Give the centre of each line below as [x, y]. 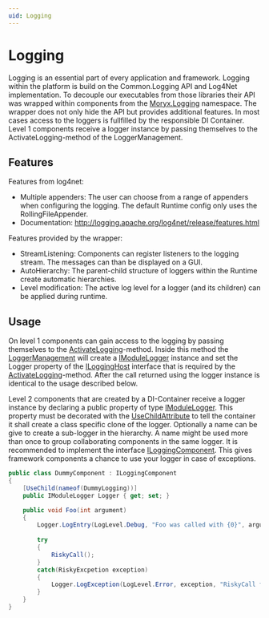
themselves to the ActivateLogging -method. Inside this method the [118, 349]
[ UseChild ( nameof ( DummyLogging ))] [80, 488]
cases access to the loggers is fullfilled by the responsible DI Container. [126, 120]
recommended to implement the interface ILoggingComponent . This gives [130, 450]
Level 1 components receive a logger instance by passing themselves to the [133, 128]
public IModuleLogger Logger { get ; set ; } [96, 495]
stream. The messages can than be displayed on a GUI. [111, 262]
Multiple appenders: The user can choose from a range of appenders [134, 197]
